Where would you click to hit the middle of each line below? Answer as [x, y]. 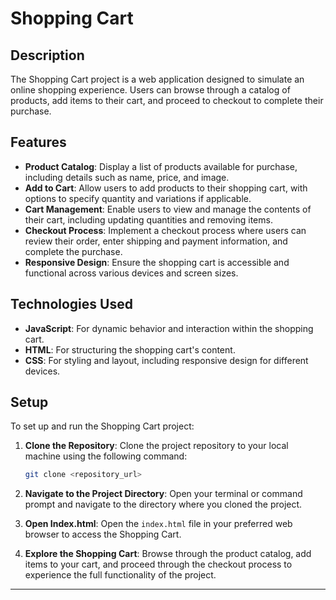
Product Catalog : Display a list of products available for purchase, [161, 166]
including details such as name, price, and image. [127, 177]
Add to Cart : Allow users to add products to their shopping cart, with [166, 188]
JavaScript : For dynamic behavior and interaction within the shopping [169, 328]
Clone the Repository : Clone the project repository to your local [156, 446]
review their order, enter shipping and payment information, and [156, 241]
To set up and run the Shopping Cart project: [102, 426]
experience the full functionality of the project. [120, 575]
